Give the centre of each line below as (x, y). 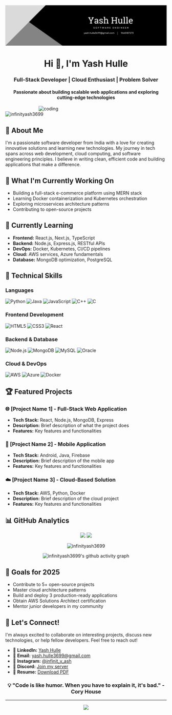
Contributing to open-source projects (52, 209)
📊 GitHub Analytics (37, 521)
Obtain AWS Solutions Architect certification (59, 601)
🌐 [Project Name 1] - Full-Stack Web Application (66, 409)
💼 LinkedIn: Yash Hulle (37, 650)
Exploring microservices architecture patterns (61, 204)
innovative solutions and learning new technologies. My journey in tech (80, 148)
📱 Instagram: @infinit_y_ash (42, 661)
